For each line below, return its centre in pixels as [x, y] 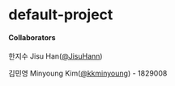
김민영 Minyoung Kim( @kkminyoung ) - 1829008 [88, 73]
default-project [61, 15]
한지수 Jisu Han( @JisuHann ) [55, 56]
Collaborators [32, 37]
